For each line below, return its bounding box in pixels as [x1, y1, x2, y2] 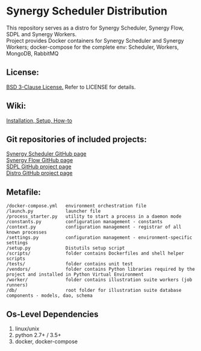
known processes [6, 229, 47, 236]
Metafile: [6, 187, 41, 197]
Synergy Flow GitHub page [6, 157, 73, 164]
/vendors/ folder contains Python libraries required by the [6, 267, 196, 273]
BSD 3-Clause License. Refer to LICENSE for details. [6, 83, 136, 90]
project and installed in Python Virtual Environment [6, 271, 144, 278]
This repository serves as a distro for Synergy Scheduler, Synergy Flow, [6, 24, 184, 31]
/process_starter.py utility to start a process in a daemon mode [6, 213, 182, 220]
